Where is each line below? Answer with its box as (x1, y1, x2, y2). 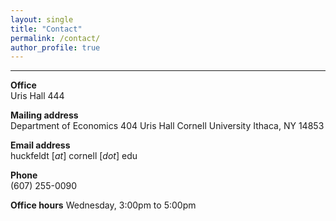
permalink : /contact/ (10, 33, 101, 43)
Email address (10, 139, 71, 151)
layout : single (10, 14, 74, 25)
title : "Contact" (10, 24, 83, 34)
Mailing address (10, 109, 79, 121)
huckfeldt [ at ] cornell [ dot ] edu (10, 150, 138, 162)
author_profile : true (10, 42, 101, 53)
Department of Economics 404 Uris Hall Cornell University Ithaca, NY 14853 (10, 120, 325, 132)
